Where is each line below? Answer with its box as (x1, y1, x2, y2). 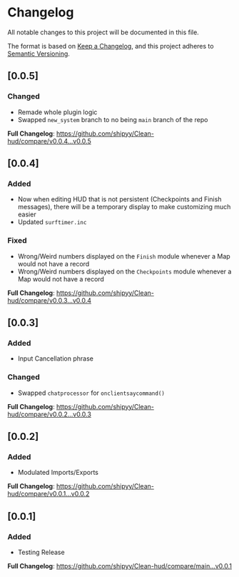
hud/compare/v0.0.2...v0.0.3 (7, 410, 91, 418)
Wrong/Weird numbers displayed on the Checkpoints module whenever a (17, 267, 232, 276)
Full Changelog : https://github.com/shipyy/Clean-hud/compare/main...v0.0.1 (7, 561, 233, 570)
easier (17, 210, 37, 219)
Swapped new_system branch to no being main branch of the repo (17, 115, 208, 124)
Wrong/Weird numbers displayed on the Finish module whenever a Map (17, 251, 230, 261)
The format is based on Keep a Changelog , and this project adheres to (7, 41, 214, 50)
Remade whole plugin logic (17, 108, 98, 116)
